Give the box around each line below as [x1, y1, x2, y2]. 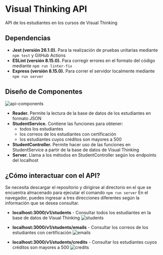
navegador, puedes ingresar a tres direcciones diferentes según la [5, 195, 140, 201]
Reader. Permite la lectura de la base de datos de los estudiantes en [12, 110, 151, 116]
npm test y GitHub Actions [12, 52, 66, 58]
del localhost [12, 157, 38, 163]
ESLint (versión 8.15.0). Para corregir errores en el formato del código [12, 58, 155, 64]
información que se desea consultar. [5, 200, 79, 206]
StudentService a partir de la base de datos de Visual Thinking [12, 147, 139, 153]
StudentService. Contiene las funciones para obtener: [12, 121, 123, 127]
